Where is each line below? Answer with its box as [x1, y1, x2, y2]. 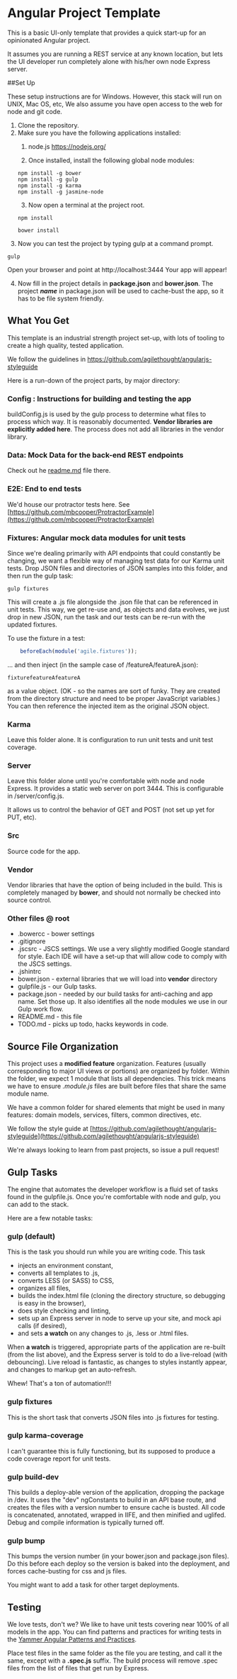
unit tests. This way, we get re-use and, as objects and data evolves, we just [7, 605, 230, 614]
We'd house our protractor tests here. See [7, 500, 130, 508]
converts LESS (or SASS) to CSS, [17, 1276, 115, 1285]
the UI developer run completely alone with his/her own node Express [7, 57, 211, 65]
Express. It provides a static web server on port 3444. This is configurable [7, 785, 224, 793]
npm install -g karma [17, 182, 81, 189]
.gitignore [17, 937, 46, 945]
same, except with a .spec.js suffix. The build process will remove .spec [7, 1656, 218, 1665]
